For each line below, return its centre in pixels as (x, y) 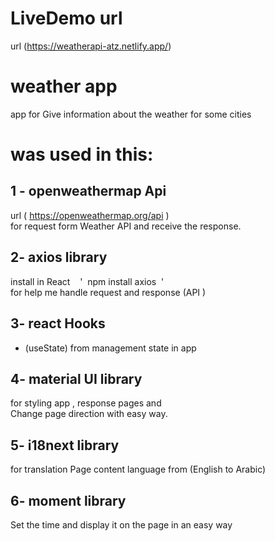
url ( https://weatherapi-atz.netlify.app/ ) (91, 46)
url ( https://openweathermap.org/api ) (90, 215)
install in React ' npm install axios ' (87, 281)
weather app (64, 86)
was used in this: (82, 154)
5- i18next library (65, 445)
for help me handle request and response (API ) (108, 292)
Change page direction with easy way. (89, 414)
